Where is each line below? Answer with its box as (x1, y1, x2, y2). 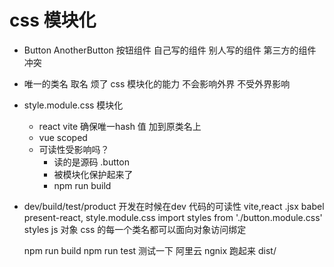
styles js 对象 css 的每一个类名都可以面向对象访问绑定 (23, 223, 247, 235)
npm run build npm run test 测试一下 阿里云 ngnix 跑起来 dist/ (23, 244, 277, 256)
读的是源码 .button (53, 156, 130, 168)
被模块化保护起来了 (53, 168, 134, 180)
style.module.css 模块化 (23, 99, 124, 111)
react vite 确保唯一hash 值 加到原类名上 (38, 120, 202, 132)
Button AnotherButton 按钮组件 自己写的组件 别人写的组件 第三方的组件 (23, 44, 317, 56)
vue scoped (38, 131, 88, 143)
